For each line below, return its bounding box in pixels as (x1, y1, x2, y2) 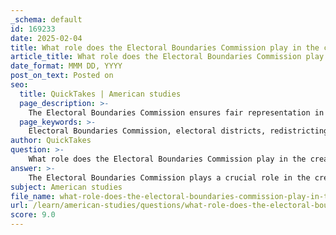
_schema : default (10, 14, 83, 25)
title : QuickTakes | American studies (19, 89, 182, 99)
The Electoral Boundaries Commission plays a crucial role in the (28, 172, 311, 183)
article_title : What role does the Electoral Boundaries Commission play (10, 52, 325, 62)
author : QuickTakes (10, 136, 92, 146)
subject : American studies (10, 182, 123, 192)
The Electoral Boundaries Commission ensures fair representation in (28, 107, 325, 118)
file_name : (10, 191, 56, 201)
